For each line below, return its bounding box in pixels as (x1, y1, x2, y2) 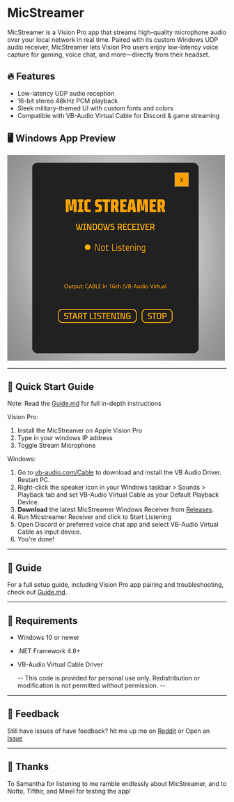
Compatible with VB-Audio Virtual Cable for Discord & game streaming (17, 111, 220, 119)
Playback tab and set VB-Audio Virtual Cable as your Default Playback (17, 490, 219, 499)
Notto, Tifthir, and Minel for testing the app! (7, 787, 131, 795)
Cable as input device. (17, 527, 82, 536)
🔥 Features (7, 71, 56, 82)
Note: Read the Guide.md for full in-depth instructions (7, 400, 162, 408)
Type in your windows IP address (17, 434, 113, 442)
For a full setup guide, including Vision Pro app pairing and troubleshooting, (7, 581, 224, 589)
